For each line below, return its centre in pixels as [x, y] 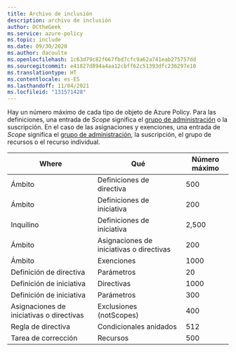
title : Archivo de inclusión [50, 14]
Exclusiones [117, 306]
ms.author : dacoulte [38, 53]
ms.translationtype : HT [42, 72]
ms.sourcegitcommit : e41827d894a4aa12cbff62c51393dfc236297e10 [102, 66]
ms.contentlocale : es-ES [44, 79]
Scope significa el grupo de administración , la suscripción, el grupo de [110, 135]
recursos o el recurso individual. [54, 142]
